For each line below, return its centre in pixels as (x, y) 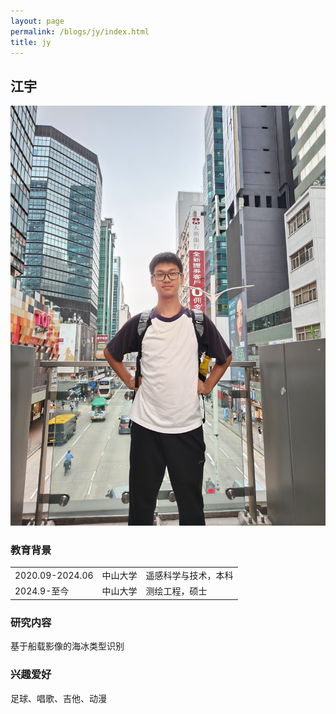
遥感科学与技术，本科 (189, 576)
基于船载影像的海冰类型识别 (67, 646)
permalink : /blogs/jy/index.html (80, 31)
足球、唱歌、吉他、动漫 (58, 698)
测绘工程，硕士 (176, 591)
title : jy (31, 42)
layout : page (37, 21)
